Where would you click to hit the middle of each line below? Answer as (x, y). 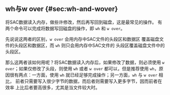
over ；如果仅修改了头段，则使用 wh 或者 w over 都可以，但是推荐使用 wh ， (82, 68)
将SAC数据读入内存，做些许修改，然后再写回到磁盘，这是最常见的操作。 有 (84, 22)
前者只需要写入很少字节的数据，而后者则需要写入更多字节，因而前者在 (89, 81)
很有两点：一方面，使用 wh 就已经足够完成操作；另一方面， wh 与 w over (83, 75)
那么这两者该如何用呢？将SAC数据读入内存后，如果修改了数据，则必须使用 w (85, 62)
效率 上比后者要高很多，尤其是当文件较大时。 (53, 87)
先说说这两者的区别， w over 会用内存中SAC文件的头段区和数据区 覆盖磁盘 (82, 39)
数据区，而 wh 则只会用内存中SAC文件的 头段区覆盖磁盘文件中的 (98, 45)
